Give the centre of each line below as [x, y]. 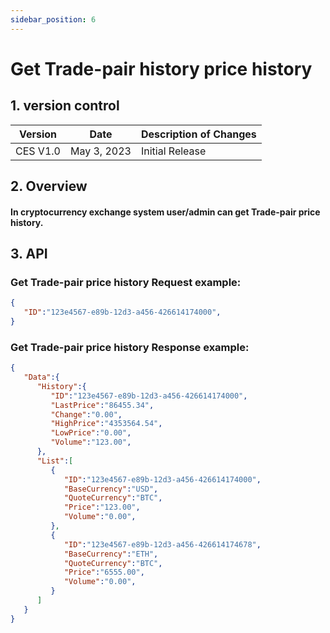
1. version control [65, 106]
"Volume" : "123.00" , [91, 442]
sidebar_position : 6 [53, 19]
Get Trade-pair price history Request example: [126, 282]
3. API [29, 254]
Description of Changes [198, 134]
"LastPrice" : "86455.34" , [102, 405]
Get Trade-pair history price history [161, 68]
